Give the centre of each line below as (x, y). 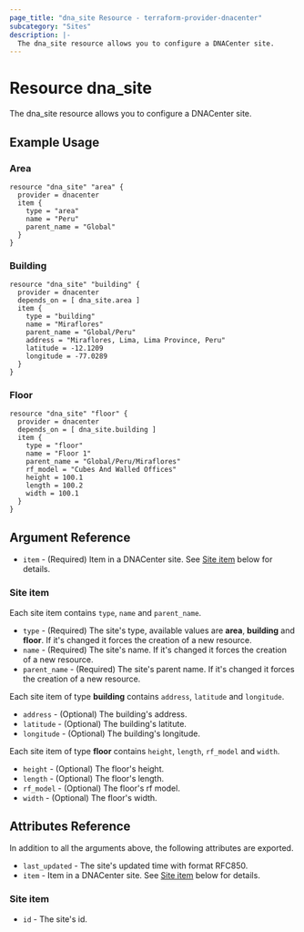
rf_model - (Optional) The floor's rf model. (101, 788)
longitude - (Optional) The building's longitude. (111, 733)
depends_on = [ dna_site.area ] (79, 301)
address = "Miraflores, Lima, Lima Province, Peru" (126, 341)
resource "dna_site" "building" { (75, 285)
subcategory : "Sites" (51, 26)
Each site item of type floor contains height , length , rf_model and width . (145, 751)
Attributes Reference (70, 826)
